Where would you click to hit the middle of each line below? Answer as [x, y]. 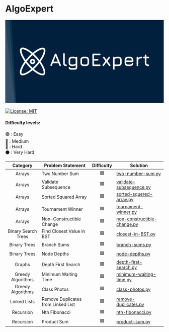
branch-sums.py [134, 244]
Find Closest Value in [63, 231]
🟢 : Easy [14, 134]
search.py [127, 267]
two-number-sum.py [139, 174]
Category [22, 165]
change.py [127, 224]
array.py [125, 200]
